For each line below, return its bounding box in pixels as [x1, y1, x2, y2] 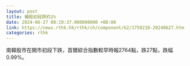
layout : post [6, 8, 38, 14]
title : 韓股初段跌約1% [6, 14, 56, 20]
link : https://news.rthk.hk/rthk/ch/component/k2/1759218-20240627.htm [6, 24, 184, 31]
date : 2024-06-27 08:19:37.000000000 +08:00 [6, 19, 116, 25]
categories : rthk [6, 30, 49, 36]
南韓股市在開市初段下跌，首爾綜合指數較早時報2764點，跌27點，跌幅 [6, 47, 174, 54]
